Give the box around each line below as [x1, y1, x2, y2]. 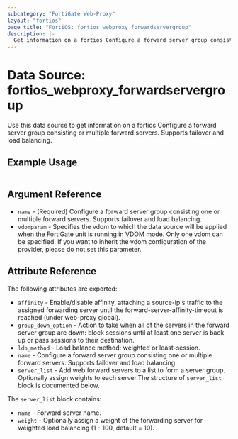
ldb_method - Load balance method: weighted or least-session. [17, 343, 200, 352]
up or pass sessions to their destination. [17, 335, 135, 344]
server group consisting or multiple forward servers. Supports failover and [7, 128, 225, 137]
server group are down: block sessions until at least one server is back [17, 328, 225, 337]
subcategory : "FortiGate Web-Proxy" [7, 10, 115, 18]
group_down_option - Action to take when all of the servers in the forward [17, 321, 230, 329]
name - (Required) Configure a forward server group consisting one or [17, 207, 220, 216]
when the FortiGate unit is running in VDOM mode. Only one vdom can [17, 230, 223, 238]
